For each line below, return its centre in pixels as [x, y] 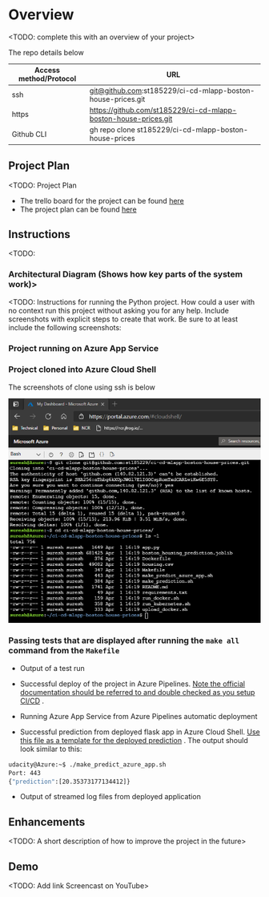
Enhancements [47, 822]
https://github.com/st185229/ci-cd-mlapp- [163, 110]
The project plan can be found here [78, 209]
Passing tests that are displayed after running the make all [124, 640]
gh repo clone [112, 130]
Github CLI [29, 134]
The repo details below [46, 52]
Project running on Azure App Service [84, 348]
